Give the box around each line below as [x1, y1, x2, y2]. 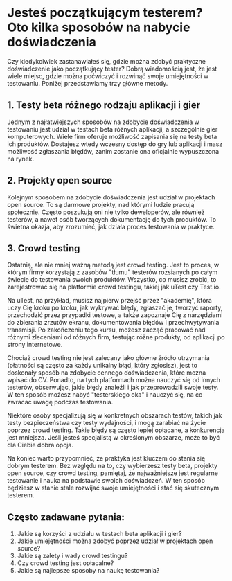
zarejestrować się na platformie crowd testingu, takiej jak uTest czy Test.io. [7, 283, 221, 292]
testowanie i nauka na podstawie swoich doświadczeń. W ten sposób [7, 476, 206, 485]
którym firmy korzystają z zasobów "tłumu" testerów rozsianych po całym [7, 268, 218, 276]
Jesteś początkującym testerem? [7, 5, 203, 21]
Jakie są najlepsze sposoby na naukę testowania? [17, 566, 160, 575]
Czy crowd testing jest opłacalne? [17, 559, 114, 567]
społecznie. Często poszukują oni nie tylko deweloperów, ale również [7, 208, 205, 216]
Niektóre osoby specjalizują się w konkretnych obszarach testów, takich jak [7, 411, 223, 420]
